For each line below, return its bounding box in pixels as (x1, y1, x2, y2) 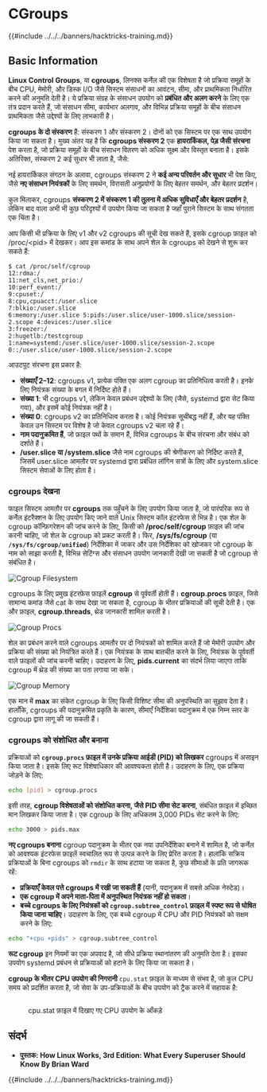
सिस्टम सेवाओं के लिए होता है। (19, 465, 97, 474)
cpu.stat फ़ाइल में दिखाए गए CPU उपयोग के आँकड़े (28, 1005, 163, 1015)
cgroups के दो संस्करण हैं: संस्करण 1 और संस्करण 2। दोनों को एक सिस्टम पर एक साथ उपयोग (8, 127, 252, 136)
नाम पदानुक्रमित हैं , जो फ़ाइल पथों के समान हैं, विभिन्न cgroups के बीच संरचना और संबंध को (19, 429, 250, 439)
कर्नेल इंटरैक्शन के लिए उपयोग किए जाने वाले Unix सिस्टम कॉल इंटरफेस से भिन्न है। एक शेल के (8, 513, 246, 522)
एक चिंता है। (8, 213, 41, 222)
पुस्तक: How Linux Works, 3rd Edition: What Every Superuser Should (19, 1050, 246, 1059)
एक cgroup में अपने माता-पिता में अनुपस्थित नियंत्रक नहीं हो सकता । (19, 892, 192, 902)
